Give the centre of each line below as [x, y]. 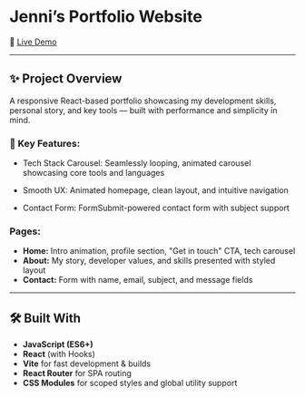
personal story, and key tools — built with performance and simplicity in [143, 110]
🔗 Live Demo [33, 42]
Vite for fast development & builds [87, 363]
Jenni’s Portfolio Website [106, 17]
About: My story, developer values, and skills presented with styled [149, 261]
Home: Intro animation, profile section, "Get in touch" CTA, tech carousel [159, 251]
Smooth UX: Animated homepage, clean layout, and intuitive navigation [155, 190]
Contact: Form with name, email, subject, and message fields [138, 280]
